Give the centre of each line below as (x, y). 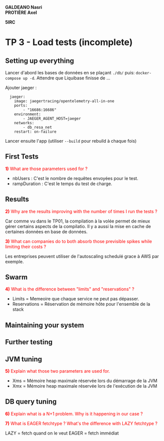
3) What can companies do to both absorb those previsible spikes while (79, 241)
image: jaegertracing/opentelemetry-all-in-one (64, 101)
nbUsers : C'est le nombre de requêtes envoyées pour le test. (75, 178)
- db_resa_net (38, 127)
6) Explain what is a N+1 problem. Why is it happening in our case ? (74, 414)
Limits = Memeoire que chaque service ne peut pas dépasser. (76, 299)
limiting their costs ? (26, 246)
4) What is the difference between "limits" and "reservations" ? (70, 289)
